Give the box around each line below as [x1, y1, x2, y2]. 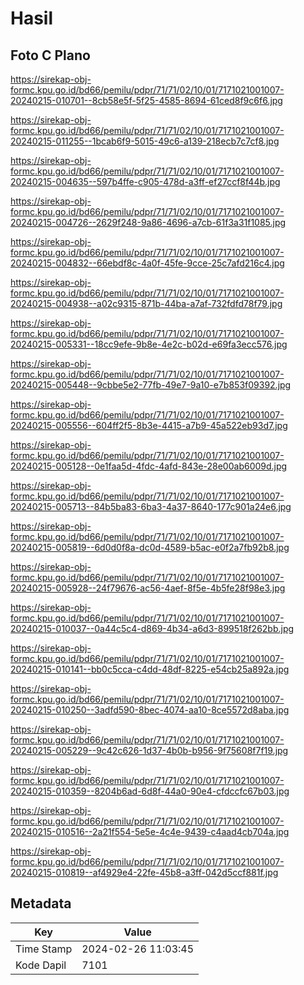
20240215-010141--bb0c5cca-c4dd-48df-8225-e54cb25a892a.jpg [10, 663, 290, 675]
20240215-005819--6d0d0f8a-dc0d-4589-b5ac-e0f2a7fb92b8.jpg [10, 542, 290, 553]
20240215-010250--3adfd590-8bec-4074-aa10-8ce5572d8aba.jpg [10, 704, 290, 716]
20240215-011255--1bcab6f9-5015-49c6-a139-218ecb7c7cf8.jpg [10, 135, 280, 147]
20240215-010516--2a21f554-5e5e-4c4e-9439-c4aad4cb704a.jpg [10, 826, 290, 837]
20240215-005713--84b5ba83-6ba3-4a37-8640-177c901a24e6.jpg [10, 501, 292, 512]
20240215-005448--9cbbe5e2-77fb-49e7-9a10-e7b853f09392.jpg [10, 379, 292, 391]
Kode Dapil [15, 958, 67, 972]
